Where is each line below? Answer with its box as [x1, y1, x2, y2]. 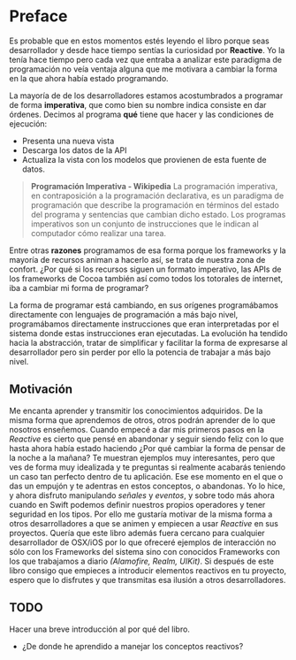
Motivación [9, 382, 73, 397]
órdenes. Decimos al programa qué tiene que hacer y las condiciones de [9, 109, 274, 119]
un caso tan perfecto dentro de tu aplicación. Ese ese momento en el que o [9, 471, 284, 481]
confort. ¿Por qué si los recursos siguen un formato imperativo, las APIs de [9, 264, 282, 274]
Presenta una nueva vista [21, 135, 115, 146]
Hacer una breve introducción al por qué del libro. [9, 624, 190, 634]
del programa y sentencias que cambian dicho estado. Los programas [30, 209, 286, 219]
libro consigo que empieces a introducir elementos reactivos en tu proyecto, [9, 564, 287, 576]
